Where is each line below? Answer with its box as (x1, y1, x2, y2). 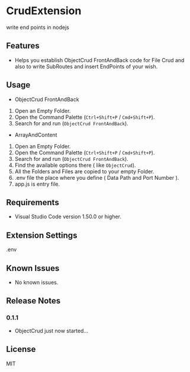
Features (6, 41, 40, 51)
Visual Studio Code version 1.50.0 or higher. (14, 213, 122, 220)
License (6, 344, 36, 354)
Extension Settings (6, 230, 78, 240)
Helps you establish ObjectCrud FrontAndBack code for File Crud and (14, 56, 185, 63)
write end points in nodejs (6, 24, 69, 31)
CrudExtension (6, 4, 82, 18)
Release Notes (6, 296, 61, 306)
